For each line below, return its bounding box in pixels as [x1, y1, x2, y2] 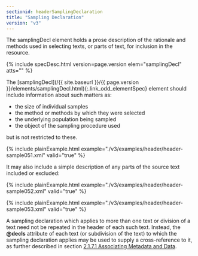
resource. [6, 49, 30, 56]
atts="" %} [6, 67, 33, 74]
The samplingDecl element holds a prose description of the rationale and [6, 37, 186, 44]
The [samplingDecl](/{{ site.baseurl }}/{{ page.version [6, 79, 139, 86]
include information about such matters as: [6, 91, 112, 99]
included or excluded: [6, 170, 60, 177]
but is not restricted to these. [6, 134, 78, 141]
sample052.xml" [6, 188, 47, 195]
